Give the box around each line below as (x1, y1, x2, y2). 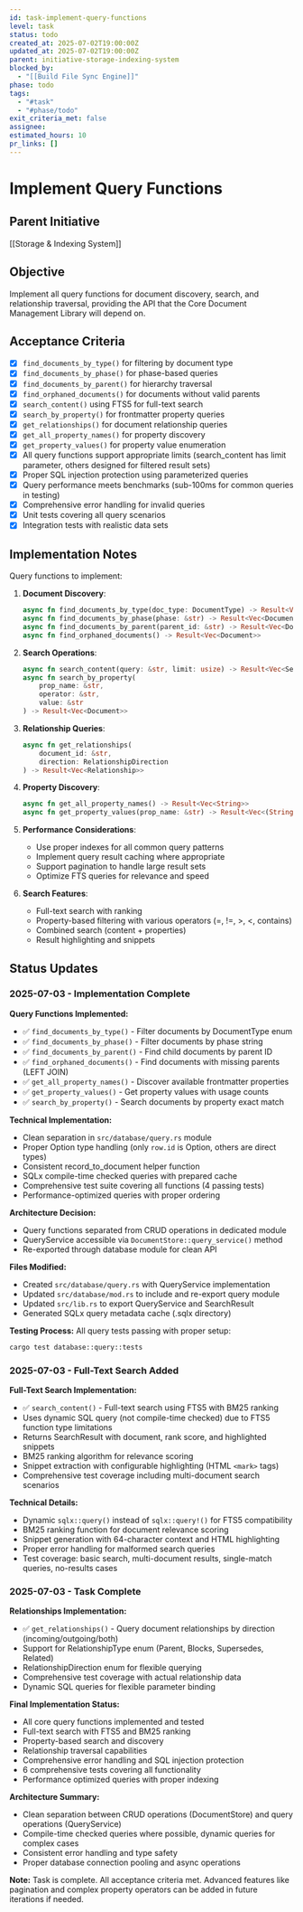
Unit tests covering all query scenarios (22, 510, 166, 521)
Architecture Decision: (9, 1207, 96, 1218)
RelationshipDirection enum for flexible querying (22, 1662, 202, 1673)
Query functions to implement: (9, 570, 123, 581)
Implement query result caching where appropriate (35, 852, 225, 862)
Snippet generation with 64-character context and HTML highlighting (22, 1533, 280, 1544)
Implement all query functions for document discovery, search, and (9, 288, 260, 299)
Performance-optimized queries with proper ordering (22, 1190, 221, 1201)
